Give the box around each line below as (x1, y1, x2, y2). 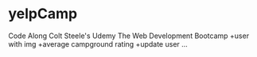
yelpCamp (8, 5, 78, 23)
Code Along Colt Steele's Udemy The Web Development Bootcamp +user (8, 31, 249, 40)
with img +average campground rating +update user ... (8, 39, 189, 48)
